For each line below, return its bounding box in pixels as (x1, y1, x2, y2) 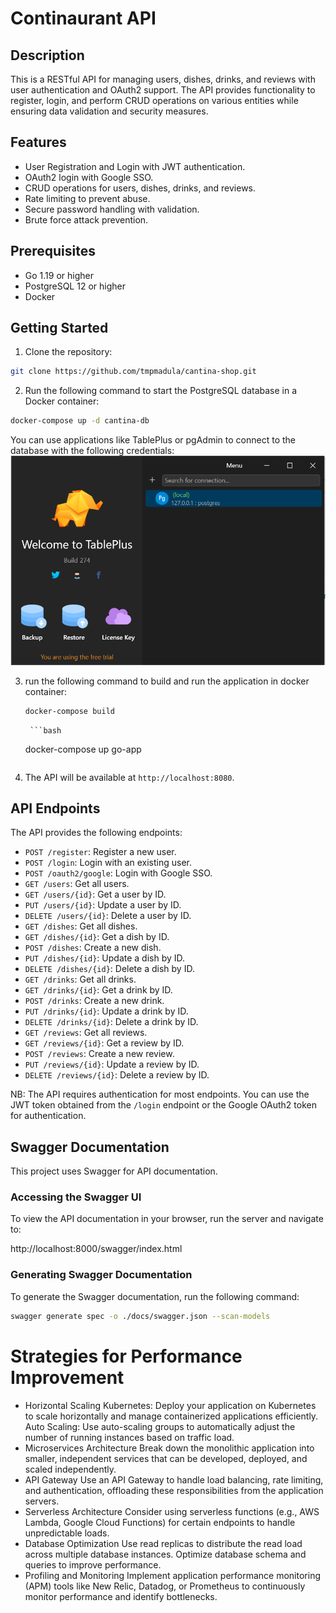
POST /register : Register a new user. (24, 846, 177, 858)
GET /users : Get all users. (24, 878, 130, 890)
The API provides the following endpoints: (10, 827, 183, 839)
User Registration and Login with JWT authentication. (24, 160, 246, 172)
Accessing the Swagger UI (10, 1190, 142, 1204)
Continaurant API (10, 7, 157, 30)
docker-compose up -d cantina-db (10, 416, 150, 426)
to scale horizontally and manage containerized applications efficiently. (24, 1410, 319, 1422)
